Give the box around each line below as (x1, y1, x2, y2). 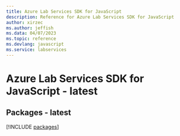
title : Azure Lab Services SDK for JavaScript (6, 8, 122, 15)
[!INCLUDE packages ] (6, 123, 59, 130)
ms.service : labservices (6, 47, 67, 53)
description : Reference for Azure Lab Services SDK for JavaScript (6, 14, 175, 20)
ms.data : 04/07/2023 (6, 30, 57, 36)
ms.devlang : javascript (6, 42, 64, 47)
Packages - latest (6, 108, 72, 118)
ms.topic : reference (6, 36, 57, 42)
